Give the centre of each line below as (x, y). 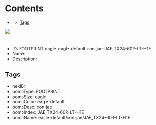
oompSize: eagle (29, 97)
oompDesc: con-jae (32, 107)
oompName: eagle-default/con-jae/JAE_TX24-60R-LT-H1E (71, 117)
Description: (24, 59)
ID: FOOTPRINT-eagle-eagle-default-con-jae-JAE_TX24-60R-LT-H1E (81, 49)
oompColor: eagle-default (38, 101)
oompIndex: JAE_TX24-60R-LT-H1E (48, 112)
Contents (24, 9)
